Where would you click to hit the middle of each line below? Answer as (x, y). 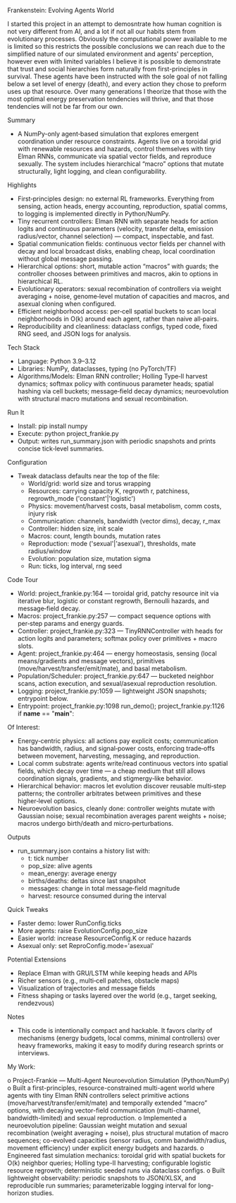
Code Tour (23, 580)
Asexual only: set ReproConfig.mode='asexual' (86, 946)
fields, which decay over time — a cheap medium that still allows (111, 771)
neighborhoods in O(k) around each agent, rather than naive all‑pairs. (118, 319)
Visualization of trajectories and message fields (86, 988)
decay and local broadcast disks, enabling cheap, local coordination (116, 251)
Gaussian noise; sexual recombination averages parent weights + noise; (122, 816)
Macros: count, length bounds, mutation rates (94, 536)
